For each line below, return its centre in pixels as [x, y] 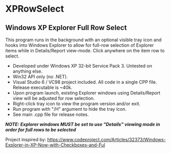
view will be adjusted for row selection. [54, 98]
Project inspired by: [26, 140]
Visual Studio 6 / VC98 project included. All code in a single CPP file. [85, 82]
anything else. [27, 71]
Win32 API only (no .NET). [40, 76]
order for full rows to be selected [41, 130]
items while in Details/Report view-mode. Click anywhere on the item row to [85, 51]
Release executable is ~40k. [42, 87]
